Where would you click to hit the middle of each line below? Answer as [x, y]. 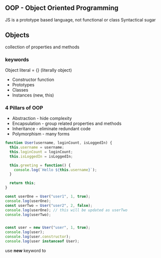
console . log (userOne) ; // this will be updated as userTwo [66, 210]
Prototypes [23, 84]
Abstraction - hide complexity [42, 119]
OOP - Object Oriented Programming [62, 8]
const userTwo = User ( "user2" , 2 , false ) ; [49, 205]
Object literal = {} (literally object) [39, 70]
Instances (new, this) [33, 95]
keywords [17, 60]
